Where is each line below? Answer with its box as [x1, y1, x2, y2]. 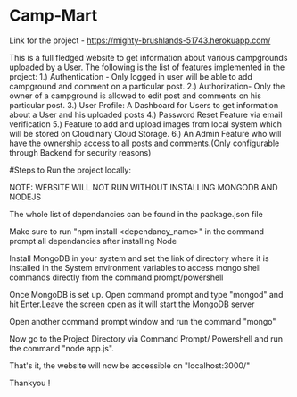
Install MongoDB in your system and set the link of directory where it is [9, 252, 269, 264]
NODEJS [9, 191, 42, 202]
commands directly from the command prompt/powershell [9, 272, 224, 283]
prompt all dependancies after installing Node [9, 235, 177, 246]
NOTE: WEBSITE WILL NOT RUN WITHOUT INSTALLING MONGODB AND [9, 182, 278, 192]
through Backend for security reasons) [9, 147, 152, 157]
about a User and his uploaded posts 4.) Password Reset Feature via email [9, 109, 283, 120]
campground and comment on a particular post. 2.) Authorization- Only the [9, 80, 285, 91]
